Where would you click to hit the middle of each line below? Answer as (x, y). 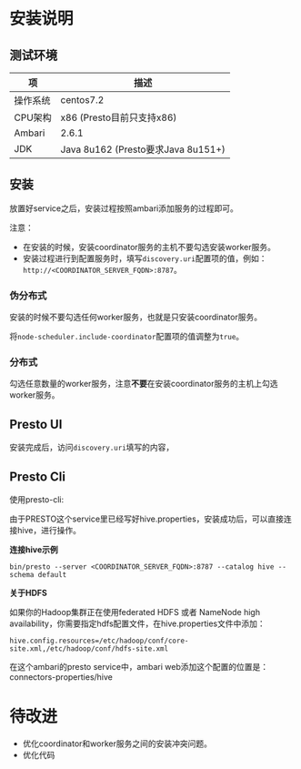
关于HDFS (28, 593)
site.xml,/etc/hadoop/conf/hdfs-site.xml (89, 649)
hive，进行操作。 (49, 531)
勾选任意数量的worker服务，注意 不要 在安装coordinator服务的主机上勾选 (144, 384)
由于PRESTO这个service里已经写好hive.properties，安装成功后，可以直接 (147, 519)
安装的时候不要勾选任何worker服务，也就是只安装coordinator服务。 (135, 317)
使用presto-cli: (37, 500)
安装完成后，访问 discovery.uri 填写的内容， (92, 448)
